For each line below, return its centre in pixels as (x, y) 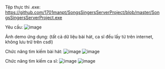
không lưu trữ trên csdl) (29, 42)
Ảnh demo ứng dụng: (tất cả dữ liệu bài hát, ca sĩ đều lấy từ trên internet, (79, 37)
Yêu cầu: (14, 27)
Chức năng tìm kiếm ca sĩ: (32, 61)
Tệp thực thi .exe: (23, 7)
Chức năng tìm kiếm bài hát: (34, 52)
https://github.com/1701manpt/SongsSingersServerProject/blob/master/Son (82, 12)
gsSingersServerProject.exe (34, 17)
